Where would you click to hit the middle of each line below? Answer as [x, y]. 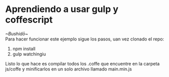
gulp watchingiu [29, 54]
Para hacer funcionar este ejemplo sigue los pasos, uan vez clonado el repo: [85, 39]
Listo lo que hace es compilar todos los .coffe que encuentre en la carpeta [82, 63]
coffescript [29, 20]
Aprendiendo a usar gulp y [62, 9]
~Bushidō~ [17, 33]
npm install [24, 48]
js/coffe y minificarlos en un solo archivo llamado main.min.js [69, 69]
